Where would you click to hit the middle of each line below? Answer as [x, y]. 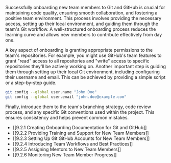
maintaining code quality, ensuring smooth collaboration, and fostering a [81, 13]
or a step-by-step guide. [31, 83]
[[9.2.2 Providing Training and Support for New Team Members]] [81, 133]
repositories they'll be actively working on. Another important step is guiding [86, 66]
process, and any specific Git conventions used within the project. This [80, 112]
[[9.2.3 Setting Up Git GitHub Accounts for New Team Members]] [81, 138]
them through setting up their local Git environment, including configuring [82, 72]
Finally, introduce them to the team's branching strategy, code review [78, 107]
